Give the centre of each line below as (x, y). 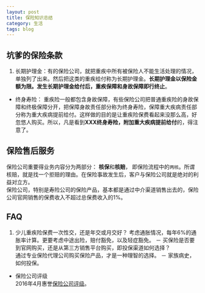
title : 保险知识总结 (30, 18)
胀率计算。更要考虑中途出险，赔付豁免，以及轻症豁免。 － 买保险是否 (102, 240)
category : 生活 (25, 23)
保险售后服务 (31, 151)
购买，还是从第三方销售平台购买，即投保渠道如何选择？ (101, 247)
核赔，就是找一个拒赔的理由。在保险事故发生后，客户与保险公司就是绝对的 (100, 174)
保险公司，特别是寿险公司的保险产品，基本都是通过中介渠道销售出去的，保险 (103, 189)
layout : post (23, 12)
